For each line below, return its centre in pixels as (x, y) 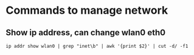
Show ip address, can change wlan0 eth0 (85, 33)
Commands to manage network (87, 10)
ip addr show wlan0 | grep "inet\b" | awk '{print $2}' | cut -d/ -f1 (97, 46)
